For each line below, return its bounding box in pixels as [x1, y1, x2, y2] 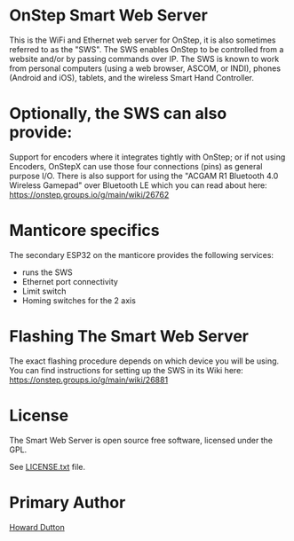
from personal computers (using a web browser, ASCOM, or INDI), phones [9, 63, 282, 74]
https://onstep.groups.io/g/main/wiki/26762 [9, 189, 170, 200]
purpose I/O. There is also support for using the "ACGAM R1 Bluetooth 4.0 [9, 170, 279, 181]
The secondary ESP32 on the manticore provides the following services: [9, 249, 274, 260]
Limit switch [21, 286, 67, 296]
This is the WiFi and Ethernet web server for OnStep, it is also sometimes [9, 35, 276, 45]
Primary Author [9, 492, 126, 513]
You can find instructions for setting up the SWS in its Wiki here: [9, 365, 244, 375]
